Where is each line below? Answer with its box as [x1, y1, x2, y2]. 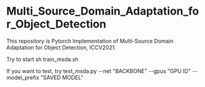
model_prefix [6, 74, 40, 81]
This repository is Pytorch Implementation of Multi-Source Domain [6, 37, 174, 44]
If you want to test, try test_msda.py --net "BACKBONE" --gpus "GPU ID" [6, 67, 191, 74]
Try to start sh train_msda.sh [6, 55, 78, 63]
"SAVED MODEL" [40, 74, 84, 81]
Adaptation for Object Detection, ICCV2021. [6, 44, 116, 51]
